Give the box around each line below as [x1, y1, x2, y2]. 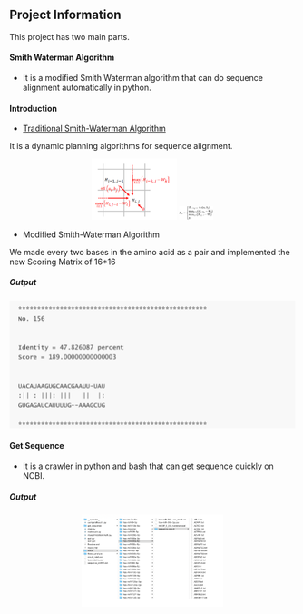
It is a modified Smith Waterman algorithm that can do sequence [22, 73, 263, 84]
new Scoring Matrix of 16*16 [9, 256, 116, 267]
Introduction [9, 103, 57, 114]
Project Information [9, 7, 122, 23]
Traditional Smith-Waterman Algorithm [22, 123, 166, 134]
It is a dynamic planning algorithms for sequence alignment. [9, 141, 233, 152]
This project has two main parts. [9, 31, 130, 42]
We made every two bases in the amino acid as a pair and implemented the [9, 246, 290, 257]
